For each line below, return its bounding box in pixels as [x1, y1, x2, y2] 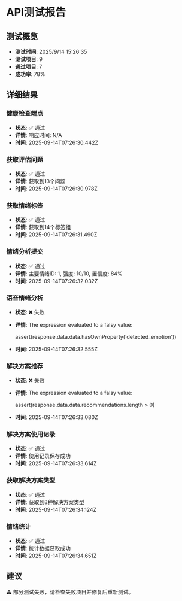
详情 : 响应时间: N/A [14, 131, 62, 138]
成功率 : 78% [14, 71, 45, 78]
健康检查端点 [6, 109, 44, 117]
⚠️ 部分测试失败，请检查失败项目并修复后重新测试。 [6, 588, 134, 596]
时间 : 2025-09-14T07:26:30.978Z [14, 185, 98, 192]
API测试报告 [6, 5, 66, 19]
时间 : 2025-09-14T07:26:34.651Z [14, 552, 97, 560]
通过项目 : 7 [14, 63, 43, 70]
